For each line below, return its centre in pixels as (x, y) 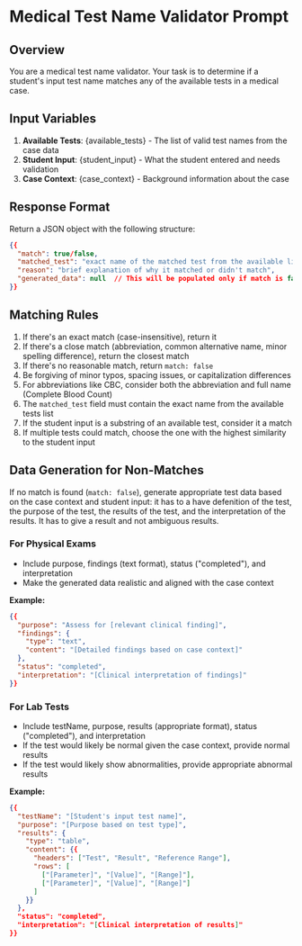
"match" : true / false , (58, 254)
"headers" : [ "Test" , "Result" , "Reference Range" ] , (132, 858)
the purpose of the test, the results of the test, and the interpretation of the (147, 511)
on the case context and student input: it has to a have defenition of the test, (151, 501)
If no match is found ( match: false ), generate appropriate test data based (146, 491)
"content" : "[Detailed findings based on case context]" (134, 650)
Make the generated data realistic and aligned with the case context (148, 582)
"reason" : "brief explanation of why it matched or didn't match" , (147, 270)
